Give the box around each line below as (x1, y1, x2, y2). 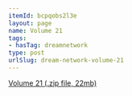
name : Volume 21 (8, 26, 63, 34)
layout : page (8, 19, 52, 27)
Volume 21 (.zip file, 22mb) (8, 78, 97, 88)
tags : (8, 34, 27, 42)
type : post (8, 49, 45, 57)
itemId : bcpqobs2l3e (8, 11, 78, 20)
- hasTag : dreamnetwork (8, 42, 89, 50)
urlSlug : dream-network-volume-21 (8, 57, 125, 65)
